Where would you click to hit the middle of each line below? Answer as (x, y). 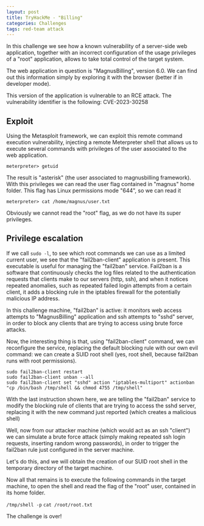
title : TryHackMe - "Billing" (45, 18)
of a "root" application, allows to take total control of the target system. (95, 59)
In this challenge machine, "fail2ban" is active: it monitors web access (94, 310)
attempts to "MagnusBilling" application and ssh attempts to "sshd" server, (100, 316)
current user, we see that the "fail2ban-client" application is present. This (98, 260)
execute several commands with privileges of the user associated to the (97, 149)
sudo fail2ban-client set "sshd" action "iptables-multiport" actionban (100, 382)
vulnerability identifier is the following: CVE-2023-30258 (77, 102)
